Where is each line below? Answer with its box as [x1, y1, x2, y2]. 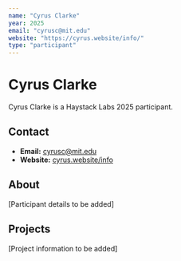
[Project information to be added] [8, 243, 118, 253]
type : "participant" [8, 42, 77, 49]
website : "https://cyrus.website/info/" [8, 34, 145, 42]
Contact [8, 125, 49, 139]
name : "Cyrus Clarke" [8, 11, 81, 20]
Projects [8, 223, 51, 236]
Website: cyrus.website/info [19, 155, 114, 164]
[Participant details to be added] [8, 199, 114, 208]
